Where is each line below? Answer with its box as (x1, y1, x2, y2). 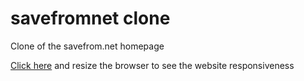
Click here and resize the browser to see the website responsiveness (10, 59, 295, 71)
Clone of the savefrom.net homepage (10, 40, 165, 52)
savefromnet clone (10, 7, 171, 30)
